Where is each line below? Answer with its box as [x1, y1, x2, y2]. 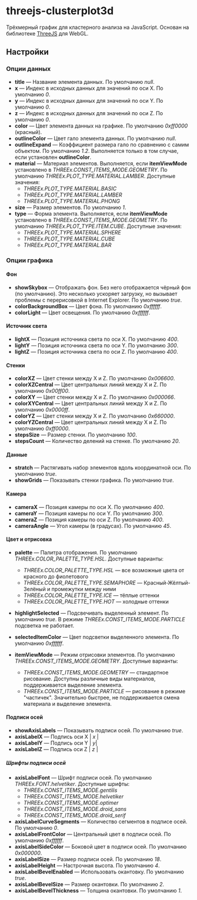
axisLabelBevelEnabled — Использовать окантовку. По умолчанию [14, 868, 184, 875]
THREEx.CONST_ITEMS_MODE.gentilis [23, 787, 118, 794]
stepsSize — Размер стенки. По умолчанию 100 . [14, 431, 137, 438]
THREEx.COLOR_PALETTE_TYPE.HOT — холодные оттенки [23, 598, 169, 605]
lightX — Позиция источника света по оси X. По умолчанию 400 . [14, 335, 179, 343]
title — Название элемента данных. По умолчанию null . [14, 78, 155, 85]
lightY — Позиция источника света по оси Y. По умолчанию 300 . [14, 341, 179, 349]
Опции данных [6, 65, 51, 73]
